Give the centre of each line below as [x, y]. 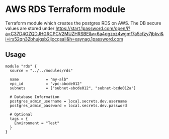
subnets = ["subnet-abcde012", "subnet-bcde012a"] [73, 88]
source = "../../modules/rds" [41, 70]
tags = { [19, 118]
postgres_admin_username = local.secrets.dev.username [68, 101]
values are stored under [30, 28]
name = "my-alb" [39, 79]
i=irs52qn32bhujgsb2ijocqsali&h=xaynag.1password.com [64, 39]
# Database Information [34, 97]
